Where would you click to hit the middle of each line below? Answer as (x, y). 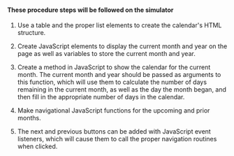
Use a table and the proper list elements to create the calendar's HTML (119, 25)
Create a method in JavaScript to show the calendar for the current (114, 67)
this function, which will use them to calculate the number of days (112, 82)
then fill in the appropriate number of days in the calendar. (101, 97)
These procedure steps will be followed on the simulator (90, 10)
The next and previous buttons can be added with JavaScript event (114, 132)
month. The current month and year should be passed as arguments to (119, 75)
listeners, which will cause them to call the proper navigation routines (117, 139)
